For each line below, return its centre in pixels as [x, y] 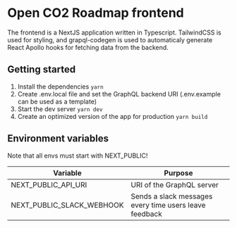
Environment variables [58, 139]
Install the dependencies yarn [60, 87]
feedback [146, 214]
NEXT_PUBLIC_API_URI [49, 184]
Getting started [42, 69]
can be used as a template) [57, 101]
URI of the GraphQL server [175, 184]
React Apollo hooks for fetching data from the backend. [88, 47]
